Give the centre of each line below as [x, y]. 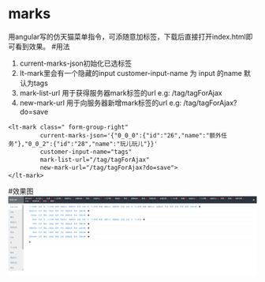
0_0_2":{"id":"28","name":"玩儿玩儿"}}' [93, 144]
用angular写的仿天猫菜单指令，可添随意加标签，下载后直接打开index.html [127, 36]
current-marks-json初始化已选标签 [76, 63]
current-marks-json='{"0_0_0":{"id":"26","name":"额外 [131, 135]
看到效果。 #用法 [42, 46]
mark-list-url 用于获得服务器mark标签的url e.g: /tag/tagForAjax [121, 92]
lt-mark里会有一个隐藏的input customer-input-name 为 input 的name [131, 73]
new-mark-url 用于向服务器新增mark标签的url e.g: [101, 103]
